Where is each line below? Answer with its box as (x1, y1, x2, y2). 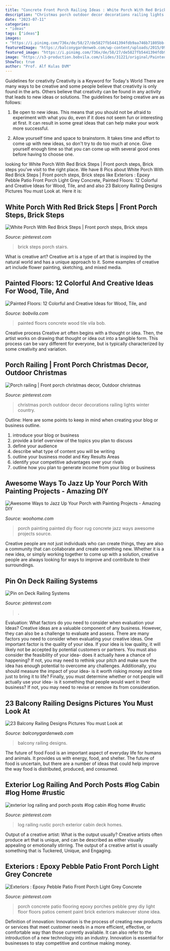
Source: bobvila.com (5, 310, 49, 316)
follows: (5, 99, 22, 105)
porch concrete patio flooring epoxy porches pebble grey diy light (17, 903, 155, 909)
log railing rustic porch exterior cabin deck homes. (17, 821, 123, 827)
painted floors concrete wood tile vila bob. (17, 320, 106, 326)
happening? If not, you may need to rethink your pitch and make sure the (5, 657, 157, 664)
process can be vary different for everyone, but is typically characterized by (5, 340, 164, 347)
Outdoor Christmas (5, 368, 67, 377)
